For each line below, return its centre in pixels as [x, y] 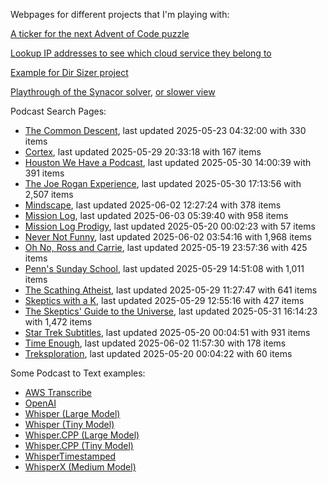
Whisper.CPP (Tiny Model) [79, 445]
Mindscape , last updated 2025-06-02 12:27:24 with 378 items [153, 205]
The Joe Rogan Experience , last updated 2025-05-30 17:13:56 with [163, 183]
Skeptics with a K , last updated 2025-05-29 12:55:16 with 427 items [164, 300]
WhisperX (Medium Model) [80, 467]
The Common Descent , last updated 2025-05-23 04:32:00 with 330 [165, 130]
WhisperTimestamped [70, 456]
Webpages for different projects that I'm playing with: [120, 14]
